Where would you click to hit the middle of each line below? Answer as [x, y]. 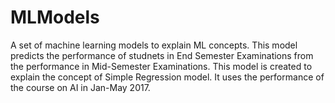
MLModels [55, 17]
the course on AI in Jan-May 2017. [80, 87]
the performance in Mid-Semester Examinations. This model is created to [161, 66]
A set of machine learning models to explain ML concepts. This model [154, 45]
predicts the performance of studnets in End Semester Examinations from [162, 55]
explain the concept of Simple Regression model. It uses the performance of [167, 77]
